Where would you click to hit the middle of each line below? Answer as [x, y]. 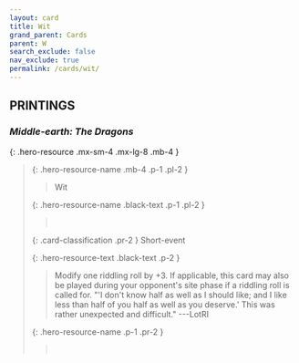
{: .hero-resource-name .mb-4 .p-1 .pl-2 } [110, 169]
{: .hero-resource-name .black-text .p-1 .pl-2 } [118, 204]
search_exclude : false [52, 52]
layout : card [34, 18]
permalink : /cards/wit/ [55, 69]
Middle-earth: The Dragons [72, 131]
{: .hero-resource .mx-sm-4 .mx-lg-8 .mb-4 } [94, 151]
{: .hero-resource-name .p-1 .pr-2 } [98, 332]
